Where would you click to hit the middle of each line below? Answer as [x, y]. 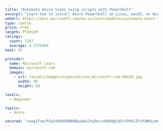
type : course [18, 23]
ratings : [14, 37]
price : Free [17, 28]
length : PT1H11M [21, 32]
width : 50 [28, 82]
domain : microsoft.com [32, 68]
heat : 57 [14, 50]
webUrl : [13, 18]
